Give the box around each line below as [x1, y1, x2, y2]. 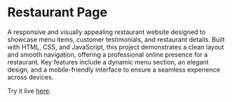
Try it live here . [7, 86, 51, 95]
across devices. [7, 72, 54, 81]
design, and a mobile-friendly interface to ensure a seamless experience [7, 65, 221, 74]
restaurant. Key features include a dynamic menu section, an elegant [7, 57, 209, 66]
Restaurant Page [7, 4, 108, 21]
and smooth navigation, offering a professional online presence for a [7, 50, 209, 59]
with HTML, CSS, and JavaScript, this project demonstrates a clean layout [7, 42, 224, 51]
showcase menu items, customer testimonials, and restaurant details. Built [7, 35, 226, 43]
